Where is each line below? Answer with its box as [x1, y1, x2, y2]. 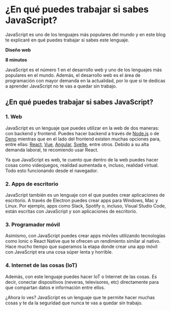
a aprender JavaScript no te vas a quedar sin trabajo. [5, 83, 117, 89]
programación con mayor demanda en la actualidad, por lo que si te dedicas [5, 77, 166, 84]
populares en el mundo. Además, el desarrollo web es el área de [5, 72, 141, 78]
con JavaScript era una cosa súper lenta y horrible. [5, 249, 113, 255]
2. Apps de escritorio [5, 180, 59, 188]
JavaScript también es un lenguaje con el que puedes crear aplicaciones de [5, 192, 165, 198]
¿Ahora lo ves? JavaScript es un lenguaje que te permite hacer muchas [5, 294, 155, 300]
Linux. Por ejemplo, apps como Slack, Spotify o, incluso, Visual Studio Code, [5, 202, 166, 209]
